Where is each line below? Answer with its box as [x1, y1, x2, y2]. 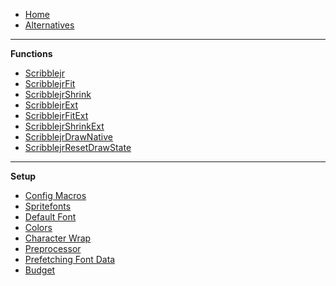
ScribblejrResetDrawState [24, 142, 132, 153]
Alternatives [24, 19, 75, 31]
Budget [24, 264, 56, 276]
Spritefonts [24, 200, 72, 212]
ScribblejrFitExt [24, 110, 89, 121]
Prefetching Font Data [24, 254, 116, 265]
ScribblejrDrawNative [24, 131, 113, 143]
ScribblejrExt [24, 99, 79, 111]
